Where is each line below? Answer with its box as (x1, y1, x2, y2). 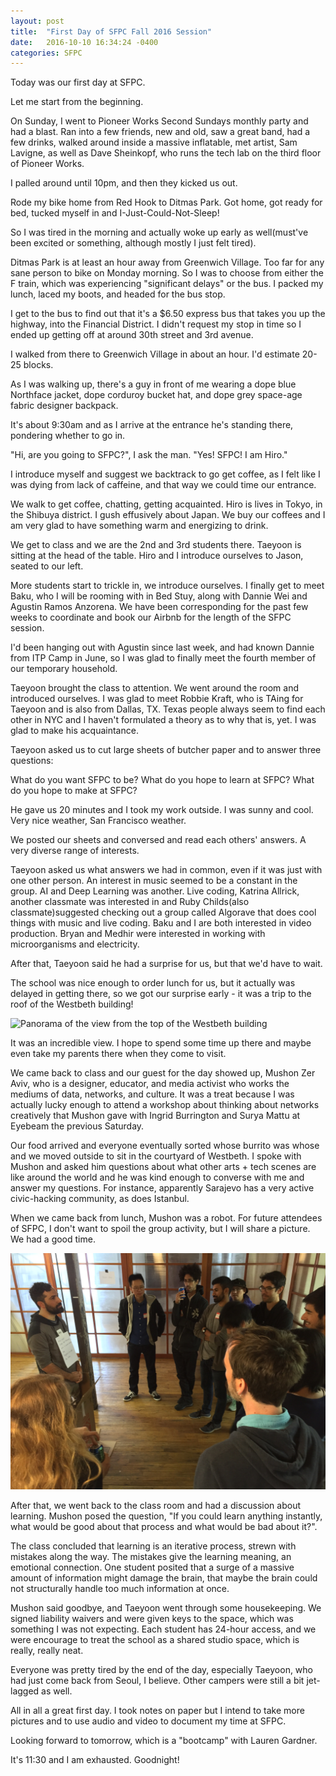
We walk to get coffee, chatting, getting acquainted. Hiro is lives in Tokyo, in (10, 498, 323, 510)
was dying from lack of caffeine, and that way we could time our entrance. (10, 479, 317, 491)
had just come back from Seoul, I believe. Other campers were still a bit (10, 1675, 305, 1687)
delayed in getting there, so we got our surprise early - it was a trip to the (10, 988, 312, 1000)
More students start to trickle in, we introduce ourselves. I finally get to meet (10, 580, 325, 592)
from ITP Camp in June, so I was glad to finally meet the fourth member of (10, 652, 317, 664)
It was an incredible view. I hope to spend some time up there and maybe (10, 1037, 312, 1049)
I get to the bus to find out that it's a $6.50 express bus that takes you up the (10, 308, 326, 320)
